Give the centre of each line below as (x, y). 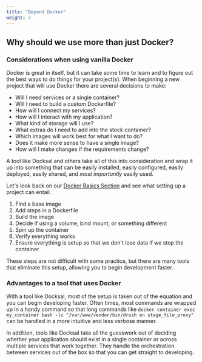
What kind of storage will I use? (54, 124)
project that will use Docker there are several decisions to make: (86, 86)
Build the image (35, 217)
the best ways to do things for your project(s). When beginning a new (93, 79)
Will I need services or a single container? (67, 97)
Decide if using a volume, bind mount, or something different (91, 223)
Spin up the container (42, 230)
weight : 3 (19, 18)
